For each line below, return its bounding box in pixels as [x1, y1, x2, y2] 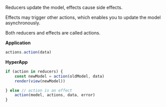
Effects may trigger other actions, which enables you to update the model [5, 14, 161, 20]
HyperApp [5, 59, 28, 65]
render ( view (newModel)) [14, 78, 66, 84]
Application [5, 40, 31, 46]
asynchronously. [5, 20, 41, 26]
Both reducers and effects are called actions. [5, 30, 101, 35]
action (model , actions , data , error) [14, 93, 96, 98]
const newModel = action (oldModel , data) [14, 74, 104, 79]
